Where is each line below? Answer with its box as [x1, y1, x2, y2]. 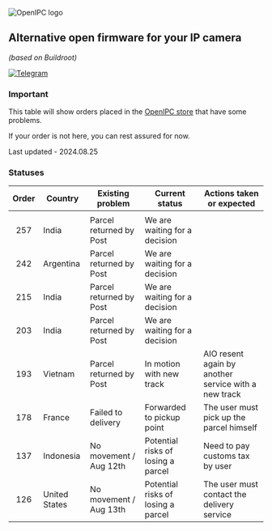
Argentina [43, 258, 81, 270]
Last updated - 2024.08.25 [8, 147, 99, 157]
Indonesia [43, 450, 81, 461]
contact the [203, 489, 247, 500]
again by [203, 359, 236, 370]
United [43, 489, 69, 500]
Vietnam [43, 368, 75, 380]
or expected [207, 198, 256, 210]
